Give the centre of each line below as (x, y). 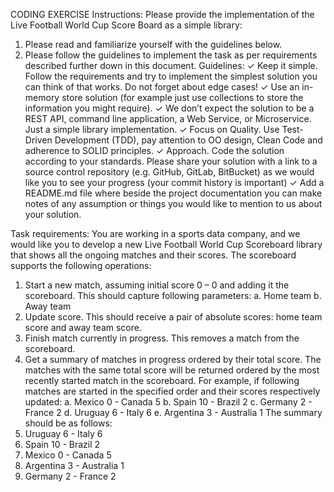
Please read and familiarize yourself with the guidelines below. (153, 44)
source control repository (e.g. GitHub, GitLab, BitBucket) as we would (169, 172)
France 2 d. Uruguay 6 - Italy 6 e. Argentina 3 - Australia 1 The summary (173, 412)
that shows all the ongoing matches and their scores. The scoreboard (153, 255)
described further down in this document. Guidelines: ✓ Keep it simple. (171, 65)
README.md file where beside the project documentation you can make (173, 193)
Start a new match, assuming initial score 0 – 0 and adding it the (157, 285)
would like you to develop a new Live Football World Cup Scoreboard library (166, 244)
